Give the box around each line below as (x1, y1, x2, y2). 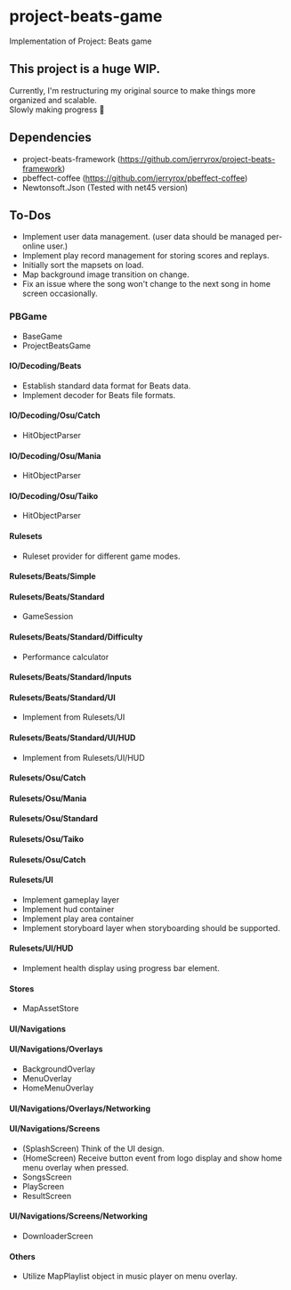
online (21, 241, 45, 251)
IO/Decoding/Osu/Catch (9, 410, 101, 420)
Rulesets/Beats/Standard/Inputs (9, 672, 132, 682)
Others (9, 1251, 36, 1261)
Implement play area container (21, 913, 134, 924)
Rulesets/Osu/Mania (9, 793, 87, 804)
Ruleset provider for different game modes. (21, 551, 181, 561)
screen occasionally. (21, 288, 98, 299)
